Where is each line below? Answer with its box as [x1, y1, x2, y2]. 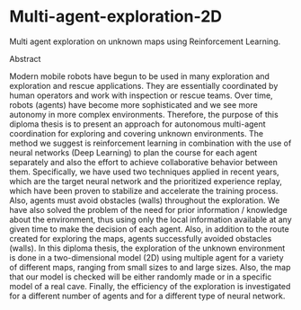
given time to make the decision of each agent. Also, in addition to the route [9, 223, 289, 235]
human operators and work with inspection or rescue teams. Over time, [9, 90, 273, 101]
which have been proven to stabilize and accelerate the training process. [9, 185, 279, 196]
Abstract [9, 53, 41, 64]
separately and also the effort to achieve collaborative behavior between [9, 156, 279, 167]
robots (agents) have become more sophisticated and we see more [9, 99, 258, 110]
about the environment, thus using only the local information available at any [9, 214, 292, 225]
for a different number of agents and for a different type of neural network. [9, 290, 286, 301]
